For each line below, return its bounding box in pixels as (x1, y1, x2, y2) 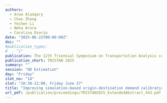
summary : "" (5, 62, 30, 67)
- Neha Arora (9, 26, 37, 31)
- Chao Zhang (9, 16, 37, 21)
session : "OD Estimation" (5, 67, 59, 72)
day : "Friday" (5, 72, 35, 77)
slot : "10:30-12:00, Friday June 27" (5, 81, 83, 86)
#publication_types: (5, 44, 48, 49)
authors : (5, 7, 23, 12)
